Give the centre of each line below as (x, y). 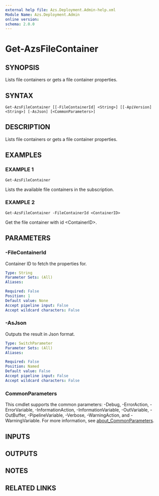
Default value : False (28, 371)
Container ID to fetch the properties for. (46, 264)
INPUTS (18, 437)
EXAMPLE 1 (20, 170)
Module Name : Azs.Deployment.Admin (43, 15)
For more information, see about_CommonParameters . (98, 421)
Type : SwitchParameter (29, 343)
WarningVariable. (23, 421)
